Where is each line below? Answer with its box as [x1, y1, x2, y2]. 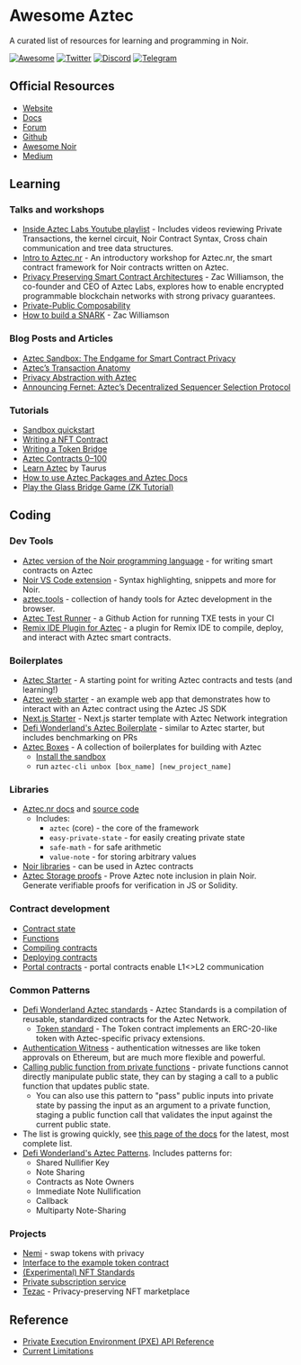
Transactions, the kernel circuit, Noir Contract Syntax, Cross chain [22, 233, 268, 244]
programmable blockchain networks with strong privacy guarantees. [22, 291, 276, 301]
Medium [22, 150, 54, 161]
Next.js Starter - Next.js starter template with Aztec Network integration [22, 713, 288, 724]
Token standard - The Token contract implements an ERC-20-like [35, 1023, 278, 1034]
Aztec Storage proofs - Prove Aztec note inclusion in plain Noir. [22, 870, 257, 882]
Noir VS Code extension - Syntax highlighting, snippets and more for [22, 574, 277, 585]
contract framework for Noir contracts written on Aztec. [22, 262, 229, 273]
